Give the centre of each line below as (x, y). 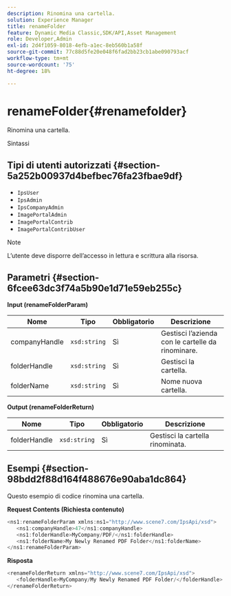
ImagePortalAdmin (42, 215)
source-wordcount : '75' (41, 65)
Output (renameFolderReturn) (51, 407)
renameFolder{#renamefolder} (97, 111)
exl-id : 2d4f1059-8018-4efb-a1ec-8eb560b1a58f (75, 45)
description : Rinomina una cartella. (61, 13)
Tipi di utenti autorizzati (59, 165)
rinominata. (168, 445)
